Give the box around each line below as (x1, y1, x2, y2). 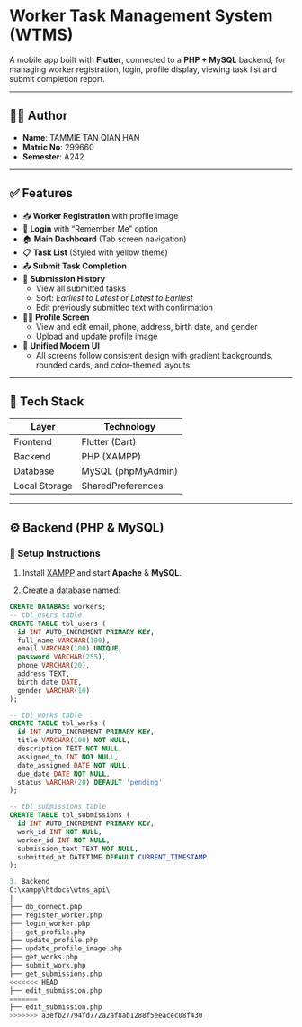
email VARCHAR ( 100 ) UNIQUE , (17, 644, 123, 653)
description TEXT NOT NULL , (17, 744, 123, 753)
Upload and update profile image (35, 331, 158, 341)
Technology (102, 421, 155, 433)
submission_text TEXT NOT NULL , (17, 844, 139, 853)
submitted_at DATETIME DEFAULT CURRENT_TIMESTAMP (17, 852, 207, 861)
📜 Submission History (22, 273, 106, 284)
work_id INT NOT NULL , (17, 827, 102, 836)
